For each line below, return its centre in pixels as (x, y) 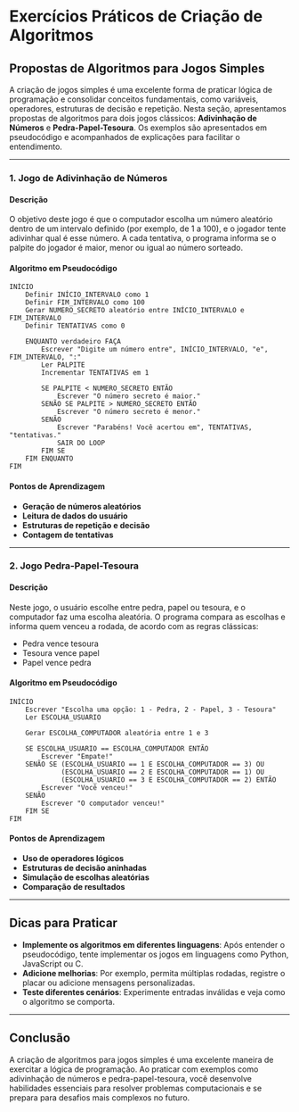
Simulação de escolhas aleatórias (85, 877)
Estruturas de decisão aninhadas (84, 868)
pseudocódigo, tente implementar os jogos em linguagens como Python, (155, 954)
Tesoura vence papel (61, 652)
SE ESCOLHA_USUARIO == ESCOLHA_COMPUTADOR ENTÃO (117, 748)
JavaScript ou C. (53, 963)
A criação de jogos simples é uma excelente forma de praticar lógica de (141, 90)
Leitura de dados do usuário (75, 516)
